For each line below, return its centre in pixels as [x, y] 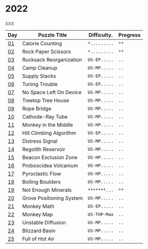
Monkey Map [38, 214]
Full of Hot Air [38, 238]
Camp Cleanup [40, 68]
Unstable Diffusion [44, 222]
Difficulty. [101, 35]
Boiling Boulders [42, 182]
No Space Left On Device [52, 92]
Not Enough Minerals [47, 190]
